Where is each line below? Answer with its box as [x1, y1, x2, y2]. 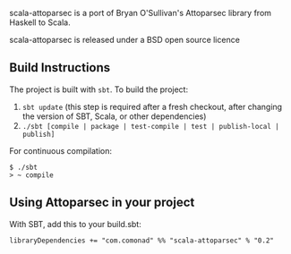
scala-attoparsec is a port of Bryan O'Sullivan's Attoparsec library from [9, 8, 271, 18]
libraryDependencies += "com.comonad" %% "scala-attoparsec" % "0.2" [9, 236, 275, 245]
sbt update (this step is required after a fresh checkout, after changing [21, 101, 283, 112]
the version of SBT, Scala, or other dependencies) [21, 111, 207, 122]
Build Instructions [9, 60, 111, 75]
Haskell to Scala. [9, 17, 71, 28]
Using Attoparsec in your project [9, 195, 195, 210]
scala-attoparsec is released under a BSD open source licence [9, 35, 240, 45]
